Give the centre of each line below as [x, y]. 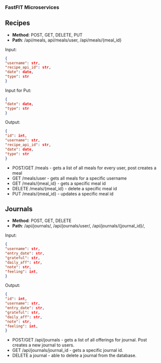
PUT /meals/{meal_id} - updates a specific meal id [63, 194]
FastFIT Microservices [32, 7]
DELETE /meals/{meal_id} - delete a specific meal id [64, 188]
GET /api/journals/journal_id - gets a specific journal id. [68, 350]
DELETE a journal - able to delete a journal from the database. [74, 356]
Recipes [18, 23]
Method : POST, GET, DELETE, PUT [47, 35]
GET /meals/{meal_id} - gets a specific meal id [59, 183]
